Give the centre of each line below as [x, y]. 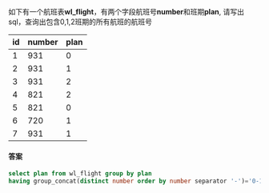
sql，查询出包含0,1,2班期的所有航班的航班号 [80, 22]
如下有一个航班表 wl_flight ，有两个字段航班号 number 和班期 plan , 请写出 [126, 12]
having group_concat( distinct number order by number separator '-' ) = [128, 181]
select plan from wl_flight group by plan [80, 174]
